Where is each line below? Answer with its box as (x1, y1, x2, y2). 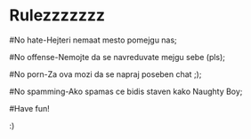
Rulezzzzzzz (9, 5, 105, 26)
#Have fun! (9, 103, 51, 113)
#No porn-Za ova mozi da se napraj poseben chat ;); (9, 68, 202, 80)
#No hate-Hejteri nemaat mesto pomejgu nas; (9, 35, 178, 45)
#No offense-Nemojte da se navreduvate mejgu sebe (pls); (9, 51, 225, 62)
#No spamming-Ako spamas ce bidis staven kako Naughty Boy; (9, 86, 243, 97)
